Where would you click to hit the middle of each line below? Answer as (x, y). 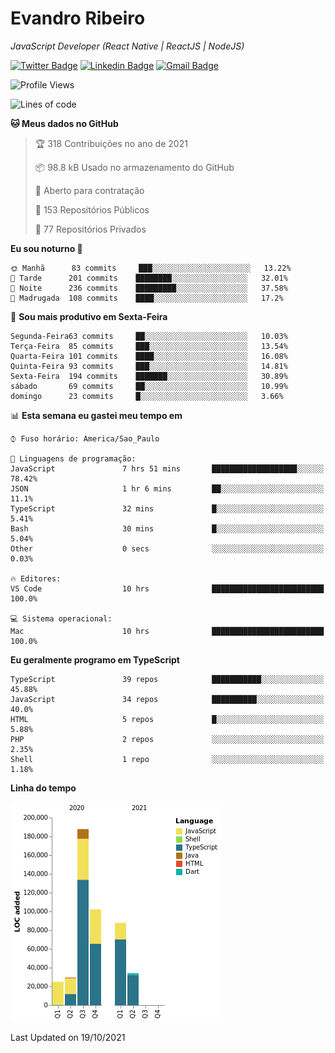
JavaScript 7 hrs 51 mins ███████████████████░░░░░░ (167, 468)
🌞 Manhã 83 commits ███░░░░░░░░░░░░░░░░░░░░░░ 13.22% (151, 268)
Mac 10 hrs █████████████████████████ (167, 631)
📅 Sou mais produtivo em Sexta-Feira (89, 316)
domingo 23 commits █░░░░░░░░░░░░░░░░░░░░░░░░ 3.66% (147, 396)
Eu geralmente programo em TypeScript (95, 659)
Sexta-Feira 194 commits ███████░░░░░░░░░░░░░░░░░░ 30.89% (149, 376)
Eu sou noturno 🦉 (46, 248)
